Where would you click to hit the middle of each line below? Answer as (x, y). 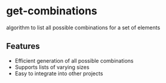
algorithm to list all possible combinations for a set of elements (83, 27)
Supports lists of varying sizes (52, 67)
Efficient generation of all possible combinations (74, 60)
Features (23, 46)
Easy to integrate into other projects (59, 73)
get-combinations (52, 11)
